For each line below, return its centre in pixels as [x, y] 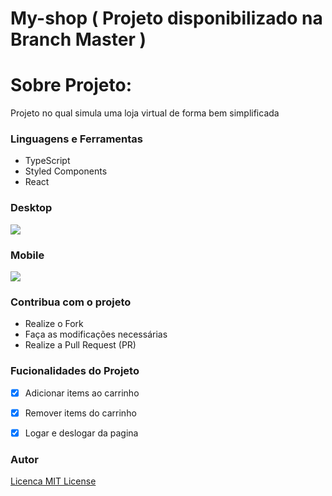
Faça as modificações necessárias [96, 334]
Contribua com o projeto [71, 302]
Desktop [31, 208]
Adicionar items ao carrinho [82, 393]
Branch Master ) [78, 39]
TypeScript [47, 161]
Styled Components [66, 171]
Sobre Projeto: [71, 85]
